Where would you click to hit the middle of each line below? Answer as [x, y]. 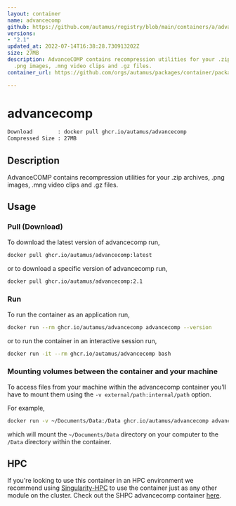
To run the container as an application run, [68, 314]
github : [19, 27]
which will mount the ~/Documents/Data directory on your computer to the [113, 434]
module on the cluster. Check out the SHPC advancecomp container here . [114, 495]
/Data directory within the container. [59, 441]
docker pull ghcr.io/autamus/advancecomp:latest [80, 255]
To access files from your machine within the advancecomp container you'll [117, 387]
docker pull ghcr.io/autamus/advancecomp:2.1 [75, 281]
